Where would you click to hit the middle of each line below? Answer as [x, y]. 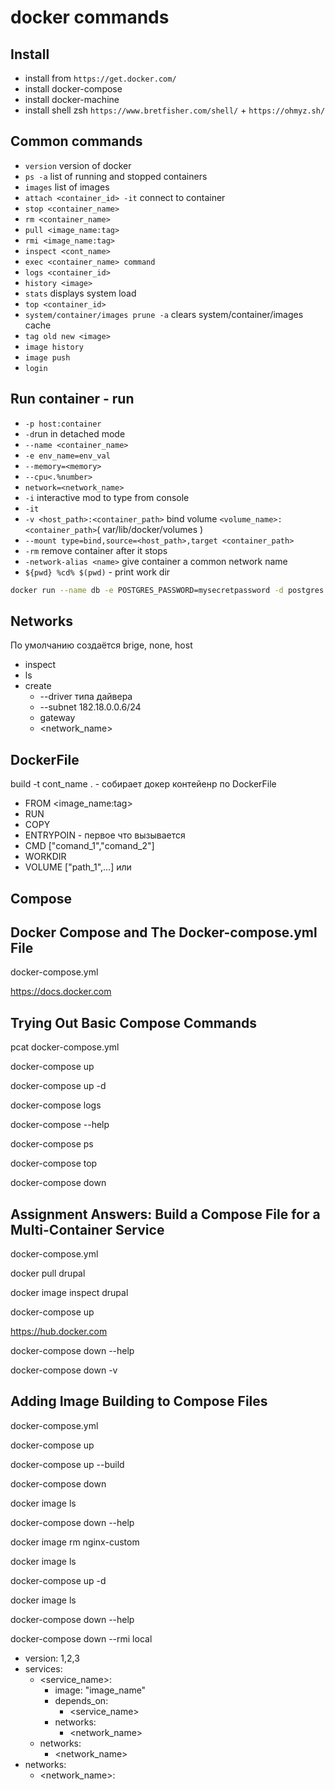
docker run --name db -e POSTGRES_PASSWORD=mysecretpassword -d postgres [167, 590]
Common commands [76, 141]
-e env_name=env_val [67, 456]
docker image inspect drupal [69, 1292]
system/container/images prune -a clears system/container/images [164, 314]
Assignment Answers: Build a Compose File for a [165, 1214]
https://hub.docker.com [59, 1331]
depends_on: [81, 1700]
